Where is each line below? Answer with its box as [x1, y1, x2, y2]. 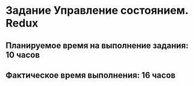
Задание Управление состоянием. [5, 4, 189, 17]
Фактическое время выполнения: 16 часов [5, 70, 176, 80]
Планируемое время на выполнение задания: [5, 40, 189, 51]
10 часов [5, 49, 40, 60]
